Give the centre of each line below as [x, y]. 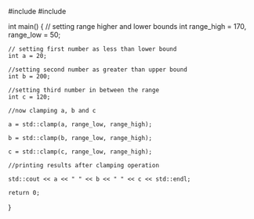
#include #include [37, 11]
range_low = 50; [34, 35]
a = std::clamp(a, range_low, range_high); [80, 124]
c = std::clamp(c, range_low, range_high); [80, 152]
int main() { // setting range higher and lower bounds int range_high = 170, [127, 26]
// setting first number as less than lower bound [93, 49]
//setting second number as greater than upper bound [98, 70]
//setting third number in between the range [83, 90]
